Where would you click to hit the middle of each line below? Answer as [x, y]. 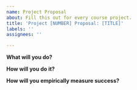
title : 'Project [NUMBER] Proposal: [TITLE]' [65, 23]
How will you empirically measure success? [63, 81]
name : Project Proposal [37, 12]
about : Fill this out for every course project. [69, 18]
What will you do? [30, 57]
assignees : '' [24, 35]
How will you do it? [30, 69]
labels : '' [20, 29]
